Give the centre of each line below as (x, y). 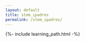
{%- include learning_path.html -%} (43, 34)
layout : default (22, 10)
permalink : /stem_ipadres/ (34, 19)
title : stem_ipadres (27, 15)
